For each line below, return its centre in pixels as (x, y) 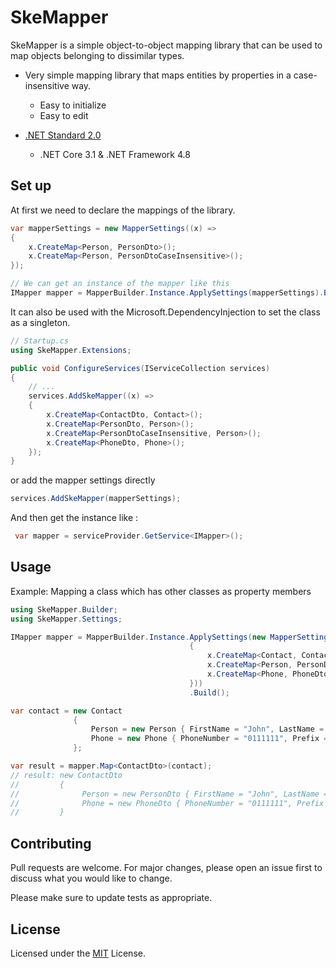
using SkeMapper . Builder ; (64, 609)
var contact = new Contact (66, 711)
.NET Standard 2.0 (63, 135)
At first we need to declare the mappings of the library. (123, 210)
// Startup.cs (40, 341)
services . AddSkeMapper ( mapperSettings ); (96, 499)
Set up (31, 186)
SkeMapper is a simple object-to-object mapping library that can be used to (166, 45)
